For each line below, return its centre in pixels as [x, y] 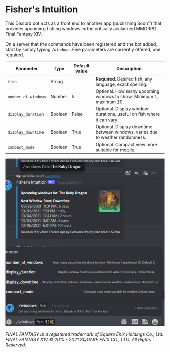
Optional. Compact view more [126, 144]
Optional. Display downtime [124, 127]
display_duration [26, 115]
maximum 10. [110, 102]
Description [129, 68]
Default [81, 66]
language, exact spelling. [121, 84]
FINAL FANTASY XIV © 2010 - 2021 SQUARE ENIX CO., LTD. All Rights [78, 339]
